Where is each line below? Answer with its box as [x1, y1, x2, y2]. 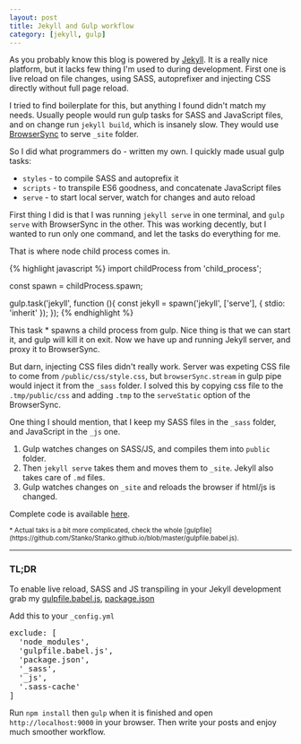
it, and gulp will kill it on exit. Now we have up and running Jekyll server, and [9, 334, 291, 345]
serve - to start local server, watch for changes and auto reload [21, 192, 255, 203]
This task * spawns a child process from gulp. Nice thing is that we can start [9, 324, 291, 336]
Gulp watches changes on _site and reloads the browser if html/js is [21, 481, 276, 493]
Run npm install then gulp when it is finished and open [9, 707, 213, 718]
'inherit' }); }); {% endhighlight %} [9, 307, 134, 318]
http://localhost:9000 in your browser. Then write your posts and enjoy [9, 716, 278, 727]
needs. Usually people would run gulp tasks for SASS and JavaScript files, [9, 109, 284, 121]
